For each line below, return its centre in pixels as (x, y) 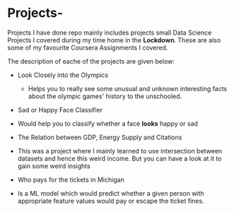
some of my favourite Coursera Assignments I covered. (88, 47)
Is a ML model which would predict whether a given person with (111, 193)
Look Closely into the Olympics (63, 75)
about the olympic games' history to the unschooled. (105, 96)
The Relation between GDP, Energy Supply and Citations (100, 137)
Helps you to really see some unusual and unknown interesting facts (128, 88)
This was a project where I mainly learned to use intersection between (120, 151)
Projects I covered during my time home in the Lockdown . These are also (114, 40)
